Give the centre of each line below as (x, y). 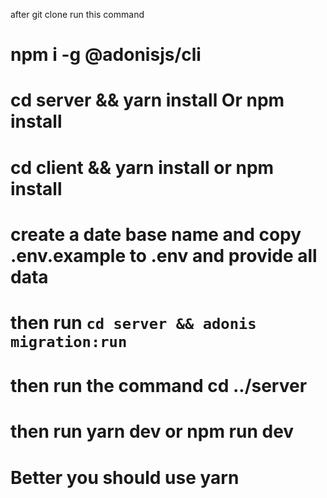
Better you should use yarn (125, 477)
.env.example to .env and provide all (164, 255)
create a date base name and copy (156, 234)
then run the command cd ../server (159, 386)
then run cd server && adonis (133, 322)
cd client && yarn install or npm (142, 167)
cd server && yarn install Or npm (147, 100)
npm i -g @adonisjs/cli (106, 55)
